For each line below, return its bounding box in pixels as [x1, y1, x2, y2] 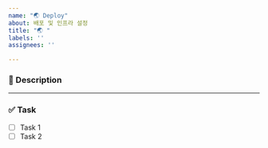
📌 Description [8, 75, 62, 86]
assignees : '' [8, 41, 56, 49]
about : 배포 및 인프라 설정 [8, 19, 89, 27]
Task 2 [19, 131, 42, 141]
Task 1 [19, 123, 41, 132]
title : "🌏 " [8, 26, 50, 34]
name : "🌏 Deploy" [8, 11, 69, 20]
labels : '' [8, 33, 45, 42]
